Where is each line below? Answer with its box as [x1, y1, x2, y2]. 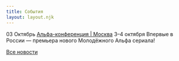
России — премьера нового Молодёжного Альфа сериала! [6, 37, 155, 44]
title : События [6, 8, 44, 15]
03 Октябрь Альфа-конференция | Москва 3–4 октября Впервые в [6, 30, 173, 37]
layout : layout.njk [6, 14, 54, 20]
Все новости [6, 48, 38, 55]
